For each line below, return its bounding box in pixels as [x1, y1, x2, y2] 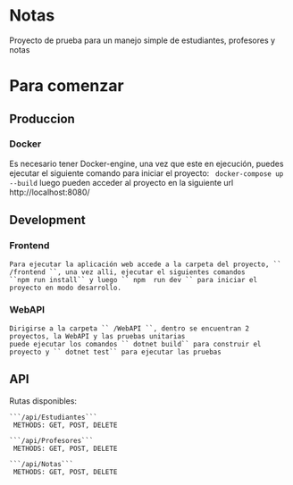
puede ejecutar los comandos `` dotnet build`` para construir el [9, 339, 262, 348]
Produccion [9, 111, 76, 126]
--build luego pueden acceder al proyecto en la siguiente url [9, 177, 234, 188]
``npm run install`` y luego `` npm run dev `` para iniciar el [9, 275, 257, 284]
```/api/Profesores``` [9, 436, 94, 445]
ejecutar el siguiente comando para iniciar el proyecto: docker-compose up [9, 167, 284, 179]
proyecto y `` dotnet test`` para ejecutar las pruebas [9, 347, 222, 356]
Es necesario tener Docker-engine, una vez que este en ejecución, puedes [9, 158, 284, 169]
